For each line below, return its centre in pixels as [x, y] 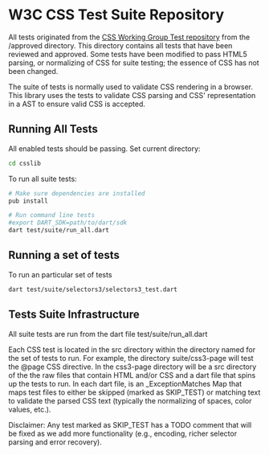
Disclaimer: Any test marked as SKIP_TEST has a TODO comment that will [130, 424]
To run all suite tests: [43, 178]
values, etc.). [30, 409]
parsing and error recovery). [55, 442]
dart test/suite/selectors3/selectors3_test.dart [93, 289]
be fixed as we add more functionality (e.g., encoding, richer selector [123, 433]
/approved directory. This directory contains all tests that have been [120, 45]
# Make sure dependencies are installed [77, 193]
